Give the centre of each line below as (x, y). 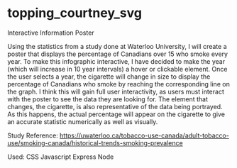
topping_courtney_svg (75, 13)
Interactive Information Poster (51, 33)
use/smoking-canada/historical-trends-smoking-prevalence (95, 142)
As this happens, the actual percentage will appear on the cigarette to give (116, 114)
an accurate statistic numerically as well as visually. (83, 121)
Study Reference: (33, 135)
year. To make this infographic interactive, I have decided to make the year (116, 61)
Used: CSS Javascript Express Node (61, 157)
